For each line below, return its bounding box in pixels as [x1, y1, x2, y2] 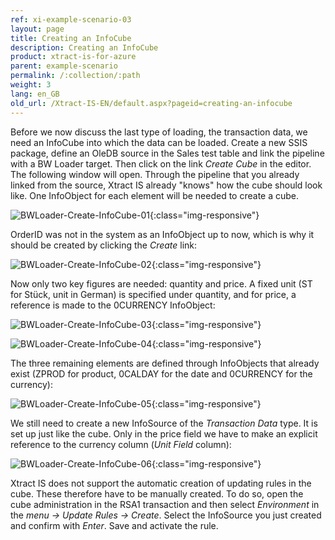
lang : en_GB [10, 89, 60, 99]
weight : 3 [10, 80, 52, 90]
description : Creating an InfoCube [10, 42, 159, 53]
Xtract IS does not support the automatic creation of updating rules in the [10, 477, 312, 489]
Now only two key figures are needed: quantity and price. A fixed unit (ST [10, 277, 313, 290]
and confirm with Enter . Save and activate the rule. [10, 519, 219, 531]
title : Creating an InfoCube [10, 33, 132, 43]
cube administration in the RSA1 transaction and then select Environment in [10, 498, 320, 510]
